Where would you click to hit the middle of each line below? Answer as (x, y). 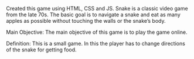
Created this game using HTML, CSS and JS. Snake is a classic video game (97, 8)
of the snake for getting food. (42, 50)
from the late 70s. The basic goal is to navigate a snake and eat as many (93, 15)
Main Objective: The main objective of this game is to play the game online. (97, 32)
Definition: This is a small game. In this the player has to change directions (96, 44)
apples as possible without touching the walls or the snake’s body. (86, 21)
